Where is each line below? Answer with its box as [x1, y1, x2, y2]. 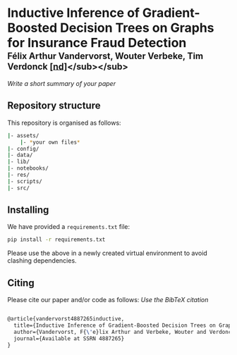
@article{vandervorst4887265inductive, [7, 316, 125, 323]
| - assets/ [7, 132, 39, 139]
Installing [7, 204, 49, 216]
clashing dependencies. [7, 256, 77, 265]
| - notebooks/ [7, 165, 49, 172]
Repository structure [7, 100, 101, 112]
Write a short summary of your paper [7, 79, 116, 87]
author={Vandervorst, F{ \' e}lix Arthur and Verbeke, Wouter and [13, 328, 207, 335]
